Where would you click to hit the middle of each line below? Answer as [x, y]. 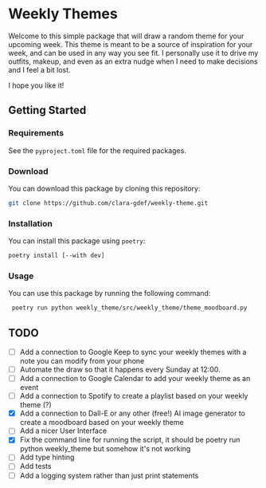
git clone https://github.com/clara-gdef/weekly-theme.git [108, 203]
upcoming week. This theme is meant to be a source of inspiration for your [131, 44]
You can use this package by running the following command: [110, 293]
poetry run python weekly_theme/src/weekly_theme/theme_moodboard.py [129, 308]
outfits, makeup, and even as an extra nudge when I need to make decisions [133, 61]
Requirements [36, 133]
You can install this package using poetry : [77, 241]
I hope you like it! [36, 85]
